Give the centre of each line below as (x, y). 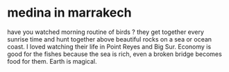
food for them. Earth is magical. (52, 61)
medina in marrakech (69, 13)
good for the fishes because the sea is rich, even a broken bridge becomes (114, 54)
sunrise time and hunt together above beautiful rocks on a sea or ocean (110, 39)
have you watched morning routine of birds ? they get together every (106, 32)
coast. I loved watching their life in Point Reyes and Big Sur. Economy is (109, 46)
